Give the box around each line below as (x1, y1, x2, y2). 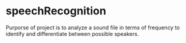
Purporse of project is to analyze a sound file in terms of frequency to (5, 24, 181, 31)
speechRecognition (5, 4, 107, 18)
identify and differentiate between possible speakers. (5, 30, 139, 37)
